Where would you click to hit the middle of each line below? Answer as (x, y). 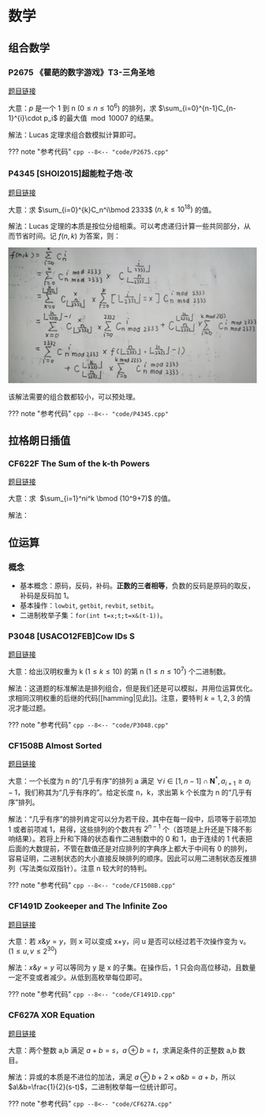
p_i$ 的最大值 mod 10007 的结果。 (101, 118)
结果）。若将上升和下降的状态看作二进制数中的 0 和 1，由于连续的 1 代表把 (133, 839)
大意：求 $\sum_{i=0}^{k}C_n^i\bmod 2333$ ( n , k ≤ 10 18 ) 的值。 (112, 208)
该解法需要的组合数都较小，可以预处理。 (74, 396)
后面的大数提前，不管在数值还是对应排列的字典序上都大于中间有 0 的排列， (130, 848)
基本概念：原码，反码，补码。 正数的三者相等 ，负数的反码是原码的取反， (137, 586)
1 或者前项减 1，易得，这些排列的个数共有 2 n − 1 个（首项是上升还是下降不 (127, 828)
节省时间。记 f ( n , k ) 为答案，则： (67, 236)
